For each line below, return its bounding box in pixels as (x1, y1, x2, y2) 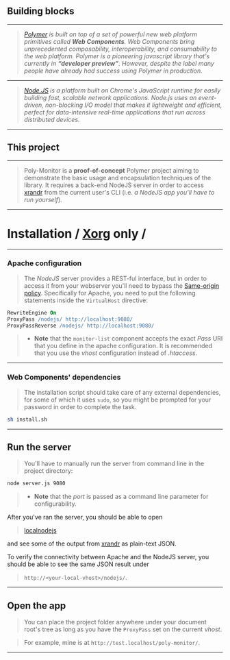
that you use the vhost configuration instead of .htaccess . (34, 349, 198, 357)
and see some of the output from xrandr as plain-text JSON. (7, 539, 177, 548)
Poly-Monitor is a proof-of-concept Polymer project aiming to (23, 166, 200, 174)
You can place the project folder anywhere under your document (23, 618, 207, 626)
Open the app (7, 600, 66, 611)
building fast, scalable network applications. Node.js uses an (23, 93, 197, 101)
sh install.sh (7, 416, 48, 423)
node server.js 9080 (7, 480, 66, 487)
